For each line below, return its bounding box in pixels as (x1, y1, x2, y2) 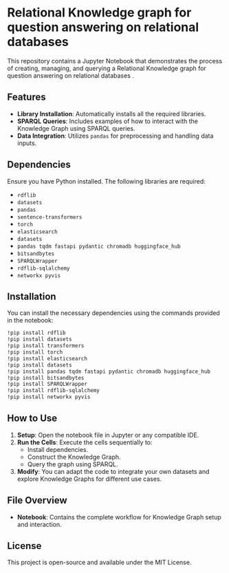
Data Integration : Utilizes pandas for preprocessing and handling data (17, 131, 214, 140)
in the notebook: (7, 316, 54, 325)
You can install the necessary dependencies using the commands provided (7, 309, 220, 317)
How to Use (7, 413, 58, 424)
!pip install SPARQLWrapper (7, 380, 88, 388)
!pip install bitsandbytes (7, 374, 85, 381)
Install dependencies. (27, 445, 88, 453)
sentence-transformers (17, 213, 83, 221)
